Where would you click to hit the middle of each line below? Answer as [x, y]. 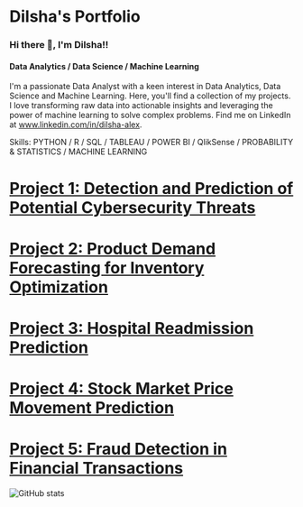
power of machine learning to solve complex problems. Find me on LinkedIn [150, 115]
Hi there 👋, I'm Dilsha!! [59, 45]
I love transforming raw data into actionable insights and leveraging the [141, 106]
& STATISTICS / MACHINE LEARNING [78, 152]
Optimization [59, 287]
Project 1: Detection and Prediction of [151, 188]
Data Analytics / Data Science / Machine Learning [105, 66]
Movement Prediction [92, 408]
